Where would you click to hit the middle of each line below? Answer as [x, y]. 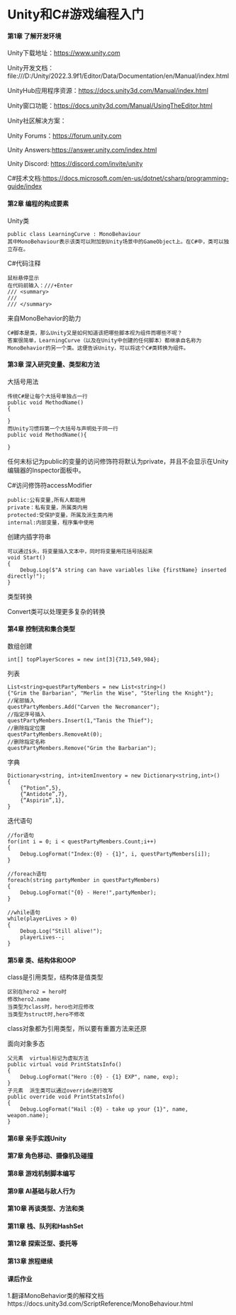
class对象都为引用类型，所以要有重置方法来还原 [77, 1029]
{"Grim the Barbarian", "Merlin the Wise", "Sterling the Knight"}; [111, 693]
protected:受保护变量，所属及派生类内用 [60, 515]
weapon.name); [28, 1116]
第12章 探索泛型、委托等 [43, 1243]
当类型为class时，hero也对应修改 [51, 1007]
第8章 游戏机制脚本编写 [41, 1173]
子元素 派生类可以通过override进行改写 [60, 1091]
